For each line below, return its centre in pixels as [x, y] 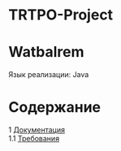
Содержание [55, 108]
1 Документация [37, 130]
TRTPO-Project [61, 15]
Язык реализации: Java [49, 75]
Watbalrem [46, 52]
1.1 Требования [34, 139]
